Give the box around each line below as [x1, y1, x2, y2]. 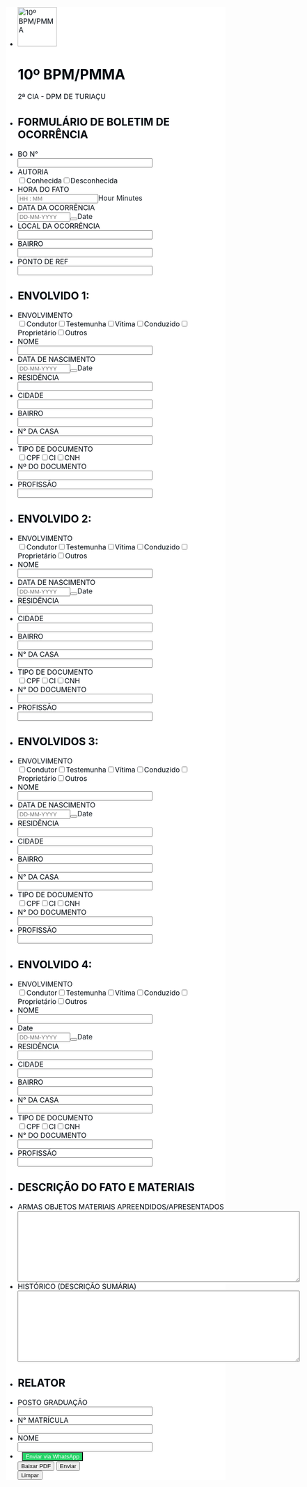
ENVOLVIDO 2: [17, 512, 92, 526]
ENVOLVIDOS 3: [17, 735, 99, 749]
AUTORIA [17, 167, 49, 176]
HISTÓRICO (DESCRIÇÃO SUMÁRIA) [17, 1282, 136, 1292]
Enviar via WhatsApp [25, 1453, 80, 1460]
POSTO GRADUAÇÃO [17, 1397, 88, 1407]
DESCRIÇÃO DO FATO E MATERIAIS [17, 1181, 195, 1194]
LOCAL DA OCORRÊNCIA [17, 221, 100, 231]
